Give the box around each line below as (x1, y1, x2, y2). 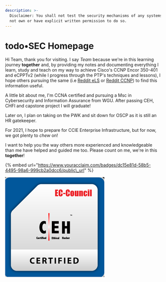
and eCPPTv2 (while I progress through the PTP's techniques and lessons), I (5, 72, 161, 79)
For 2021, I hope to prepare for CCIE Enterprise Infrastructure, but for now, (5, 127, 157, 133)
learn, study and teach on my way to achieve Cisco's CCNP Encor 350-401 (5, 67, 158, 73)
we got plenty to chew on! (5, 132, 58, 138)
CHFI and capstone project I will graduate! (5, 103, 91, 109)
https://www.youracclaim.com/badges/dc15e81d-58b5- (38, 162, 151, 168)
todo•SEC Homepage (5, 40, 94, 51)
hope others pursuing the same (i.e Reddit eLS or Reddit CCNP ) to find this (5, 78, 157, 83)
